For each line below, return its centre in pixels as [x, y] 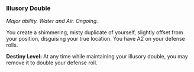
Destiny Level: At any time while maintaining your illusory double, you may [97, 57]
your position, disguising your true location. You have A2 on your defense [96, 39]
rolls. [12, 45]
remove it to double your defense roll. [52, 63]
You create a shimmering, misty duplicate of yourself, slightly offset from [95, 32]
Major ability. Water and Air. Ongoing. [52, 21]
